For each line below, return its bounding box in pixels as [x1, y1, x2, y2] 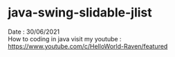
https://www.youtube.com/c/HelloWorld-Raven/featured [8, 42, 168, 50]
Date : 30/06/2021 [8, 27, 60, 36]
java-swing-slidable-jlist [8, 5, 153, 21]
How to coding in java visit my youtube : [8, 34, 122, 43]
